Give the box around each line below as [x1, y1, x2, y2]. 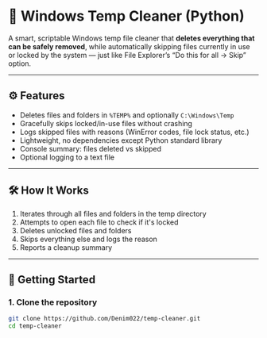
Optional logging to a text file [19, 152, 115, 162]
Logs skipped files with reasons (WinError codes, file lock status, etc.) [19, 127, 250, 136]
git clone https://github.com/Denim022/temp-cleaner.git [8, 315, 201, 323]
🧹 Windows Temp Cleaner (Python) [8, 7, 245, 25]
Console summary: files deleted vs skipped [19, 144, 161, 153]
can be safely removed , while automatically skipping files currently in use [8, 41, 250, 51]
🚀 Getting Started [8, 273, 96, 286]
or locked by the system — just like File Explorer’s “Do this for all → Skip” [8, 50, 246, 60]
